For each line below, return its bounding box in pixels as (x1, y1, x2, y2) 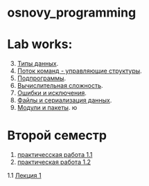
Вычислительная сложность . (17, 82, 103, 90)
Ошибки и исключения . (17, 89, 87, 97)
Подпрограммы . (17, 74, 67, 82)
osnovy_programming (7, 5, 137, 21)
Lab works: (7, 37, 73, 53)
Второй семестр (7, 128, 107, 143)
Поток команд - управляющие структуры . (17, 67, 142, 75)
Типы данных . (17, 59, 59, 68)
